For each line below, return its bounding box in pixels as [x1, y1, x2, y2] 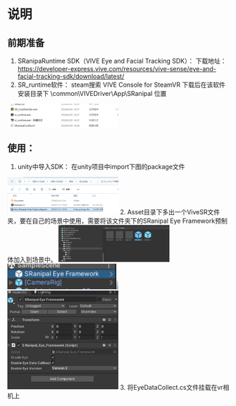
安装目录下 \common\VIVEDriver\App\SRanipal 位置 [17, 90, 167, 97]
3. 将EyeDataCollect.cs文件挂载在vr [119, 383, 223, 391]
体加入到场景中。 [7, 255, 57, 264]
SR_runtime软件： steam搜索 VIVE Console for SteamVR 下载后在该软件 [17, 80, 225, 89]
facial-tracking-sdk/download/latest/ [17, 72, 125, 80]
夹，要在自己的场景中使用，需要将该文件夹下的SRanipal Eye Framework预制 [7, 216, 228, 225]
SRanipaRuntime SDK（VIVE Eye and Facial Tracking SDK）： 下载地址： [17, 57, 227, 65]
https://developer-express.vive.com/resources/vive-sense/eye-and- [17, 65, 217, 73]
